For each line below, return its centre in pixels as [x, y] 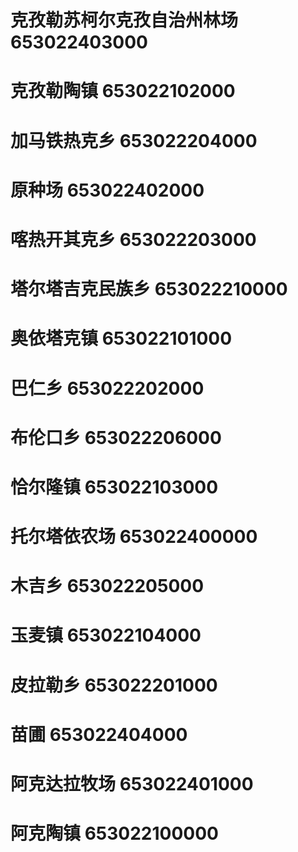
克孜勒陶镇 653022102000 [123, 91]
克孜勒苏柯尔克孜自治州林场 [124, 20]
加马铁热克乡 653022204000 [134, 140]
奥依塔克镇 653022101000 [121, 338]
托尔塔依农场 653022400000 [134, 537]
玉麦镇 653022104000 [106, 635]
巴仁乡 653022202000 [107, 388]
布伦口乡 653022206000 [116, 437]
